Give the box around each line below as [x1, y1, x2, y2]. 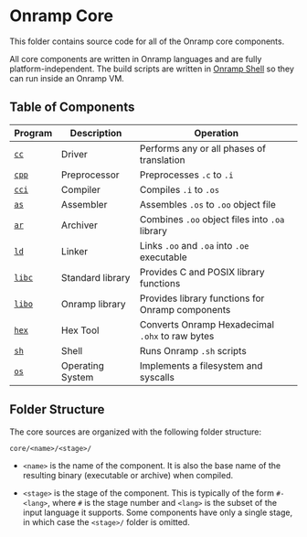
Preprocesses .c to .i [140, 168, 234, 181]
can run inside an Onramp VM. [9, 72, 125, 83]
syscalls [140, 371, 175, 383]
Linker [60, 244, 89, 257]
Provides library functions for [140, 292, 265, 305]
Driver [60, 147, 89, 160]
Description [69, 126, 122, 139]
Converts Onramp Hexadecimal [140, 317, 275, 330]
